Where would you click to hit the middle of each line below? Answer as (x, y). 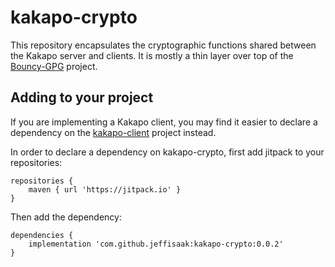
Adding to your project (82, 97)
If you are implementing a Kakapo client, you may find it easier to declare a (164, 122)
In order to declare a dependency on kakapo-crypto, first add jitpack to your (167, 152)
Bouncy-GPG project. (54, 66)
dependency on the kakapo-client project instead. (113, 132)
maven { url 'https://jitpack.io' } (105, 189)
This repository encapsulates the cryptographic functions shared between (163, 45)
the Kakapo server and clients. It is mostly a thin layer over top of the (152, 55)
